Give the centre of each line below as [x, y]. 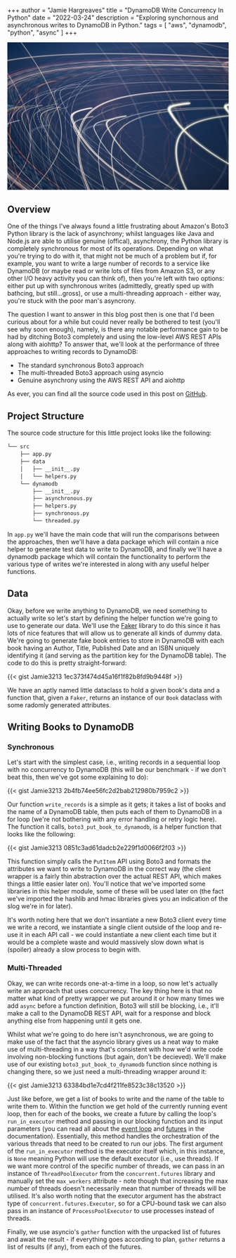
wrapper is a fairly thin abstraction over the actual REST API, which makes [114, 877]
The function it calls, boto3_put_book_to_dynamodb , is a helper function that [114, 827]
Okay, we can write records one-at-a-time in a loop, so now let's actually [113, 983]
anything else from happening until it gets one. [74, 1021]
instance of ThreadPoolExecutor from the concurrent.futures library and [111, 1173]
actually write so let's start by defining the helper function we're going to [112, 618]
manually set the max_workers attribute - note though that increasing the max [118, 1181]
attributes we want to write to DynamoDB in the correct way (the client [109, 869]
